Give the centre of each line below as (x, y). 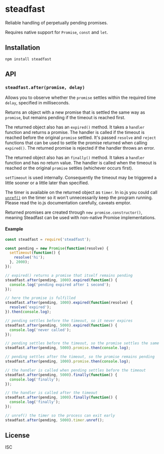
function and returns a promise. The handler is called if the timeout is (75, 132)
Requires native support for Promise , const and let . (57, 32)
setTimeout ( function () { (35, 253)
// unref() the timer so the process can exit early (60, 415)
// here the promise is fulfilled (41, 298)
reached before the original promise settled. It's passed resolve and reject (81, 138)
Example (14, 229)
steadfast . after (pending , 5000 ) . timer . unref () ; (55, 420)
